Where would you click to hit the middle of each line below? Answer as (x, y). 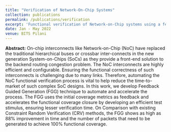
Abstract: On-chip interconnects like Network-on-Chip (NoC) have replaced (85, 48)
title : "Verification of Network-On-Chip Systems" (60, 10)
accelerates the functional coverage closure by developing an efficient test (84, 102)
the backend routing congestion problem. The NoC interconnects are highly (84, 64)
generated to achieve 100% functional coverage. (56, 124)
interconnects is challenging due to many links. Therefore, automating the (82, 75)
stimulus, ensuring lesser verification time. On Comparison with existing (81, 108)
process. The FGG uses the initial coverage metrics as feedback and (77, 97)
